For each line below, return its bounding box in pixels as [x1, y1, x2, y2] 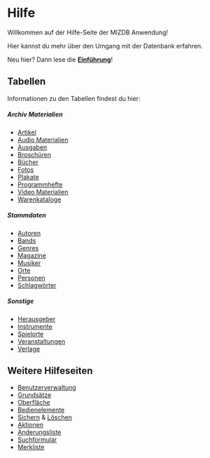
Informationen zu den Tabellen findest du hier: [7, 94, 141, 102]
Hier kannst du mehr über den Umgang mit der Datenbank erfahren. [7, 41, 203, 50]
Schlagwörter [17, 281, 57, 289]
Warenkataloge [17, 195, 62, 203]
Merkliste [17, 443, 45, 452]
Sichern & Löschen [17, 413, 72, 422]
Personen [17, 274, 45, 282]
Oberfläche [17, 398, 50, 407]
